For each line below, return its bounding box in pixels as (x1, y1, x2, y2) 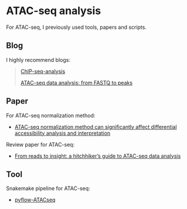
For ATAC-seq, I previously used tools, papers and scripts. (6, 24, 147, 31)
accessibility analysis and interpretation (14, 130, 111, 137)
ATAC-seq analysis (6, 4, 101, 18)
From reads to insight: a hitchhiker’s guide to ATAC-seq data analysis (14, 152, 181, 160)
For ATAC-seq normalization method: (6, 112, 96, 119)
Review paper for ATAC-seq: (6, 141, 75, 148)
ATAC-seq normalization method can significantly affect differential (14, 123, 177, 130)
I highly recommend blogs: (6, 56, 70, 63)
